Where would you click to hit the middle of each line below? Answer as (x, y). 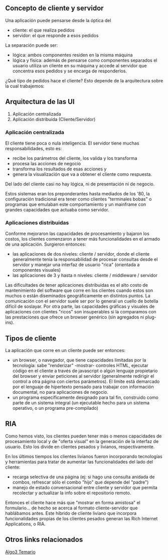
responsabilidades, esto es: (34, 148)
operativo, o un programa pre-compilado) (55, 408)
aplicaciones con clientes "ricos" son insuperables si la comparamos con (81, 312)
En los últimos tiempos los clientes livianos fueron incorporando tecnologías (84, 456)
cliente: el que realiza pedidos (43, 30)
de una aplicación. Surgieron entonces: (46, 244)
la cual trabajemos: (25, 86)
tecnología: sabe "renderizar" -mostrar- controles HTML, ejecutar (80, 366)
